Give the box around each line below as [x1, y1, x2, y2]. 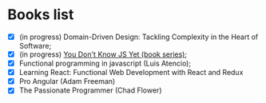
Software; [18, 42, 52, 50]
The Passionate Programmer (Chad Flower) [18, 85, 162, 95]
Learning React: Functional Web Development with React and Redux [18, 68, 244, 77]
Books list [7, 6, 74, 24]
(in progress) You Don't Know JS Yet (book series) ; [18, 50, 188, 59]
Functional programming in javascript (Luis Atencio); [18, 58, 192, 69]
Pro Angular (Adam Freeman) [18, 77, 116, 86]
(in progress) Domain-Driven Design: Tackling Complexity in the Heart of [18, 32, 259, 42]
